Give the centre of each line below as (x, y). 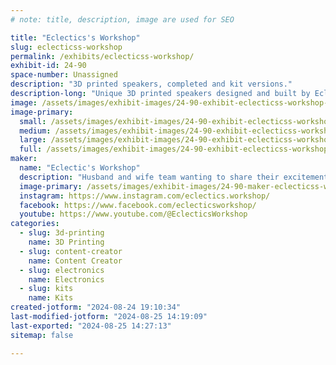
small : (33, 121)
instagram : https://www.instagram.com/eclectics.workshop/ (145, 196)
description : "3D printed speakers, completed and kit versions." (151, 84)
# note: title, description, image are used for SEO (122, 19)
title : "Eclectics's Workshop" (75, 37)
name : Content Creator (75, 261)
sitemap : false (42, 335)
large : (33, 140)
